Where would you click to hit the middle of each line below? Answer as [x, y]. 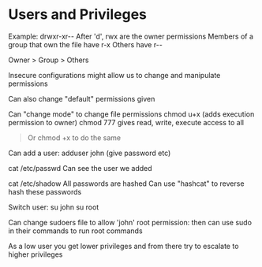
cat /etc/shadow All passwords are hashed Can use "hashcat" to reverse [126, 184]
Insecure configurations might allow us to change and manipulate [114, 75]
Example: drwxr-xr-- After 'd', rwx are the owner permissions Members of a [131, 36]
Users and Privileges [78, 15]
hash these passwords [45, 191]
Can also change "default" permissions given [82, 98]
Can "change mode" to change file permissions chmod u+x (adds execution [131, 114]
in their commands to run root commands [76, 231]
